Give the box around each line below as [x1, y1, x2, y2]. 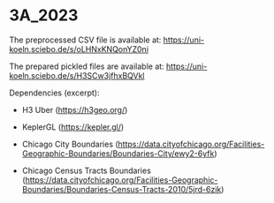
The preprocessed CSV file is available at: [9, 34, 162, 45]
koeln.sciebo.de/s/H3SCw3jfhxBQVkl [9, 70, 145, 80]
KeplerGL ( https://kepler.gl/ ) [21, 121, 125, 132]
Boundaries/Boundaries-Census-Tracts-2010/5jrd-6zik [21, 184, 222, 194]
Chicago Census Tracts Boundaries [21, 165, 152, 176]
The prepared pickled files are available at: [9, 61, 165, 71]
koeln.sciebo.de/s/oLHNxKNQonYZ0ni [9, 43, 148, 54]
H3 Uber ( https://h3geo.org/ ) [21, 104, 128, 115]
